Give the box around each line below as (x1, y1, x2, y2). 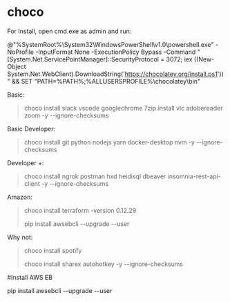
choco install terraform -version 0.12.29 (23, 206, 137, 214)
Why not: (7, 233, 33, 241)
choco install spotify (23, 246, 82, 254)
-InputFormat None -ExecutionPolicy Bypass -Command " (35, 48, 200, 56)
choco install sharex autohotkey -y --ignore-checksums (23, 260, 184, 268)
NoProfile (7, 48, 35, 56)
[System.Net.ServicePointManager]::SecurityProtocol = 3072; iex (7, 55, 193, 63)
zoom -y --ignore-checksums (23, 111, 109, 120)
